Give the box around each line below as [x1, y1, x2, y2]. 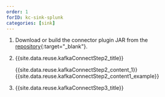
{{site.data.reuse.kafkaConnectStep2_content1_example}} [15, 73, 160, 80]
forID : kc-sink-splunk [6, 14, 63, 20]
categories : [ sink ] [6, 20, 56, 26]
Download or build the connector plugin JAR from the [15, 37, 148, 44]
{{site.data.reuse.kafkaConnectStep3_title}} [15, 84, 124, 92]
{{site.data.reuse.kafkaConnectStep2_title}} [15, 55, 124, 62]
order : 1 [6, 8, 28, 15]
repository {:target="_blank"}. [15, 43, 88, 50]
